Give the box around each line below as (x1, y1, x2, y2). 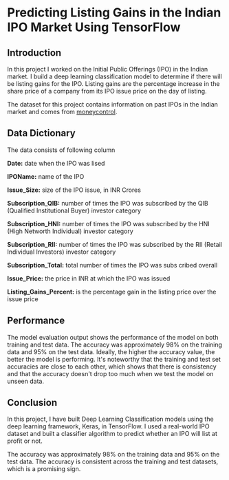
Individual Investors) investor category (7, 248, 116, 256)
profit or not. (7, 437, 43, 445)
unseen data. (7, 377, 45, 385)
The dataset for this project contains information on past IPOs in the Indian (7, 100, 219, 108)
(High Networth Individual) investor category (7, 227, 134, 235)
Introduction (7, 47, 62, 58)
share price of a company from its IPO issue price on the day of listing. (7, 87, 208, 95)
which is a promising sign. (7, 465, 81, 473)
